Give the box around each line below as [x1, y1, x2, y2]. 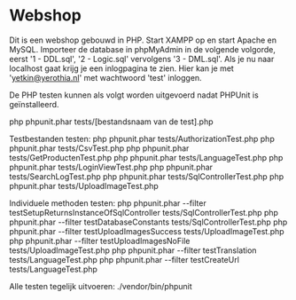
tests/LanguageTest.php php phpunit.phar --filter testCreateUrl [9, 254, 239, 264]
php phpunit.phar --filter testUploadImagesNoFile [9, 235, 191, 246]
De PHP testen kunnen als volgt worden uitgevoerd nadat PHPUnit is [9, 90, 259, 100]
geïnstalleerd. [9, 99, 59, 109]
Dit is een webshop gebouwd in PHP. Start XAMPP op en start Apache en [9, 35, 277, 45]
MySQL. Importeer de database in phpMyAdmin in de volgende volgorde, [9, 43, 277, 54]
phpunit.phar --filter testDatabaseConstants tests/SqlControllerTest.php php [9, 217, 288, 227]
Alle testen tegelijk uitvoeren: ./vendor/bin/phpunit [9, 280, 192, 291]
